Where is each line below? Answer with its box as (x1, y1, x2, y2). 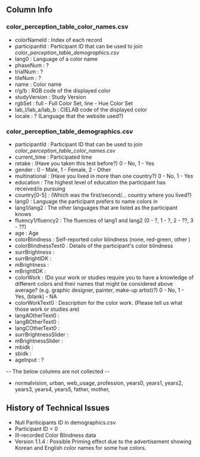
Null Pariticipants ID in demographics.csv (14, 419, 116, 426)
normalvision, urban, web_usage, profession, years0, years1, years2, (14, 379, 183, 387)
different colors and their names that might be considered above (14, 280, 173, 287)
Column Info (6, 5, 53, 15)
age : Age (14, 229, 39, 236)
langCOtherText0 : (14, 325, 60, 332)
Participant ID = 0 (14, 425, 58, 432)
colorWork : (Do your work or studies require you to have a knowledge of (14, 274, 194, 281)
